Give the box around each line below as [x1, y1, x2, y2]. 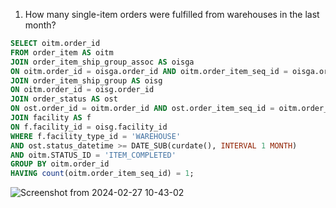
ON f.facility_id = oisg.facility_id [10, 122, 168, 132]
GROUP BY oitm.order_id [10, 159, 110, 169]
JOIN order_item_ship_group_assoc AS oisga [10, 57, 195, 67]
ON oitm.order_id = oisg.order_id [10, 85, 155, 95]
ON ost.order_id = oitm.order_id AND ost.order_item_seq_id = [10, 104, 275, 114]
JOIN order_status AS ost [10, 94, 118, 104]
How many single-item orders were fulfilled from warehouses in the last [24, 9, 320, 20]
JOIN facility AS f [10, 113, 92, 123]
